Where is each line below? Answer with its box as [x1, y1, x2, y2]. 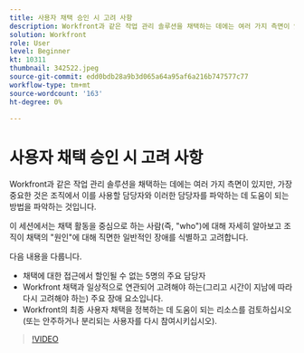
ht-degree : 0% [9, 97, 63, 107]
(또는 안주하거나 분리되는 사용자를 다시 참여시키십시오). [22, 316, 217, 327]
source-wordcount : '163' [9, 89, 103, 98]
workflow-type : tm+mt [9, 81, 91, 90]
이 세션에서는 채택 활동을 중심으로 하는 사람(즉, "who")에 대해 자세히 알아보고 [9, 221, 282, 232]
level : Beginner [9, 47, 71, 56]
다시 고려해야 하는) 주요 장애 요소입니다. [22, 293, 164, 304]
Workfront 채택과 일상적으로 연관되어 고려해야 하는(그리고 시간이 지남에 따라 [22, 281, 293, 292]
